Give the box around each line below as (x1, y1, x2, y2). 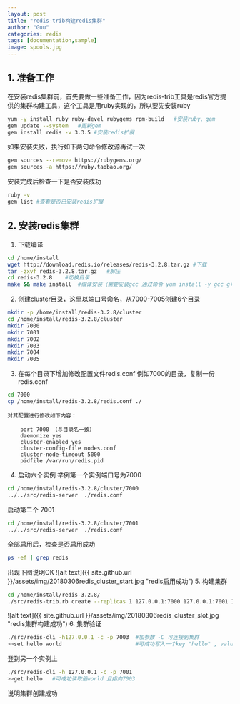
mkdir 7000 (7, 322, 40, 329)
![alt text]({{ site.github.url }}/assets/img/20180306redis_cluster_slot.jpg (7, 611, 219, 619)
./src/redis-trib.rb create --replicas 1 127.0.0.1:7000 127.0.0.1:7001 (7, 598, 229, 605)
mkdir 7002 (7, 335, 40, 343)
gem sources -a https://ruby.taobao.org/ (7, 164, 133, 171)
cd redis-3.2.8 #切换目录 (7, 274, 90, 282)
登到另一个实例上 (7, 654, 58, 663)
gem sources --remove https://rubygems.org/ (7, 157, 142, 164)
